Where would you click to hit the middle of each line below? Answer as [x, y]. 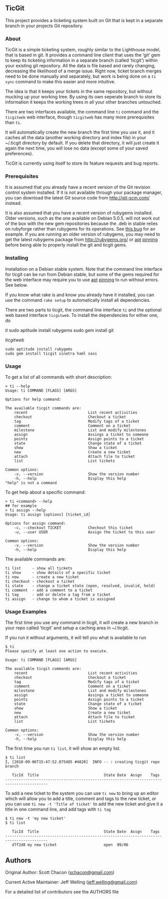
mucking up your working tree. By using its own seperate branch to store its [83, 97]
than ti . [13, 123]
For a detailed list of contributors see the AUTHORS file [62, 892]
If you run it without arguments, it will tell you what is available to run [76, 638]
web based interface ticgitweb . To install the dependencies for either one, [82, 315]
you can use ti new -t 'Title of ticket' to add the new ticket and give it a [84, 804]
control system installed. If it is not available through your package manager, [84, 192]
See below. [16, 285]
